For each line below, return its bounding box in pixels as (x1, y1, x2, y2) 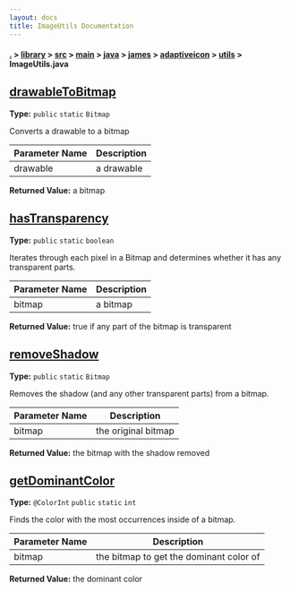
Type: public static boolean (9, 235, 115, 245)
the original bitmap (95, 424, 175, 437)
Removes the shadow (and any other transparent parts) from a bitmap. (9, 388, 269, 398)
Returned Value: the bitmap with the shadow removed (9, 447, 210, 458)
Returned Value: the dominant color (9, 574, 143, 585)
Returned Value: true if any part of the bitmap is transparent (9, 321, 232, 331)
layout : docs (9, 13, 58, 22)
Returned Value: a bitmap (9, 184, 106, 195)
